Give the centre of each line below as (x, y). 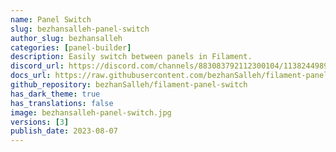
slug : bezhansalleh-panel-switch (80, 29)
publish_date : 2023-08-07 (64, 131)
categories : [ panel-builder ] (71, 47)
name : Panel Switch (51, 19)
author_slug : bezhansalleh (66, 38)
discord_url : (37, 66)
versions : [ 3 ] (40, 122)
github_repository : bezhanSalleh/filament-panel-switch (129, 85)
